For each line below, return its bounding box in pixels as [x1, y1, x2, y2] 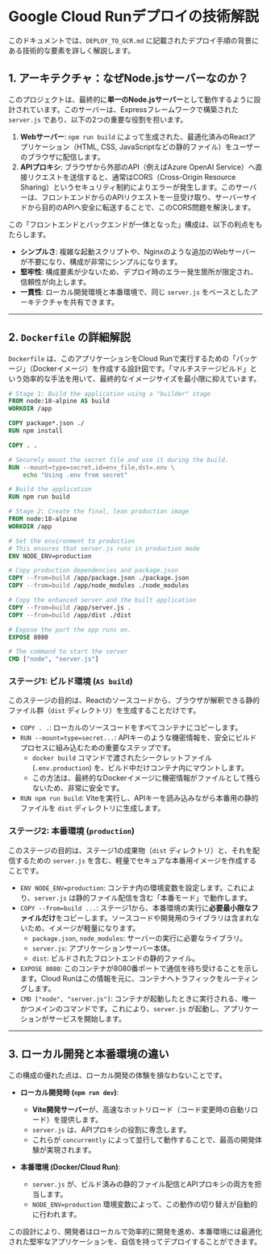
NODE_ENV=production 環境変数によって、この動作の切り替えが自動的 [31, 1199, 258, 1209]
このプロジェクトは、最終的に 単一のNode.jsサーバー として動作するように [8, 94, 254, 104]
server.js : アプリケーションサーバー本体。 [31, 943, 175, 952]
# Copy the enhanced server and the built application [8, 596, 197, 605]
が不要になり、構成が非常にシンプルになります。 [19, 256, 182, 266]
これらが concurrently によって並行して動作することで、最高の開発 [31, 1135, 256, 1144]
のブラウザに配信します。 [19, 152, 105, 161]
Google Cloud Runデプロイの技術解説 [8, 7, 260, 26]
